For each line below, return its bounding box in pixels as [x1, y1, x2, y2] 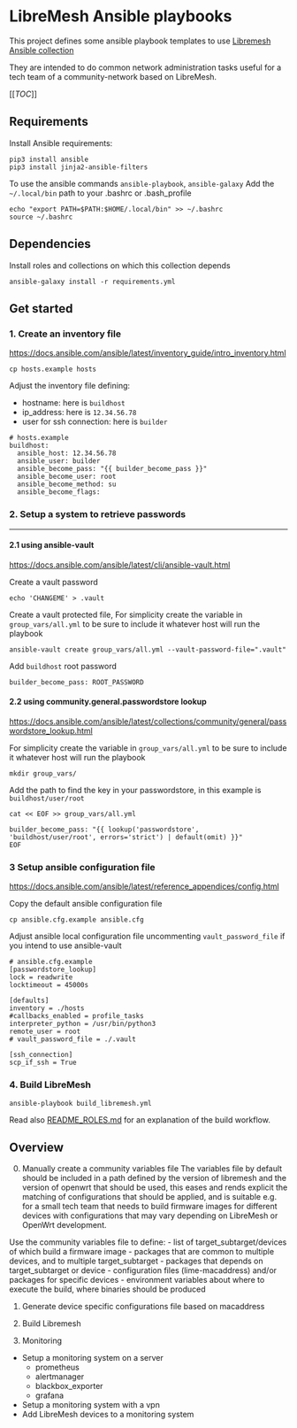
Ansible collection [9, 44, 74, 55]
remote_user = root [9, 1027, 81, 1037]
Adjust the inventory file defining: [9, 381, 131, 391]
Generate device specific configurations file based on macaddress [21, 1301, 265, 1312]
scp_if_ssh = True [9, 1058, 77, 1068]
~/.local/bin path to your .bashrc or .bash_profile [9, 188, 192, 198]
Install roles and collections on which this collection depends [9, 259, 232, 271]
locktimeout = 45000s [9, 981, 89, 990]
